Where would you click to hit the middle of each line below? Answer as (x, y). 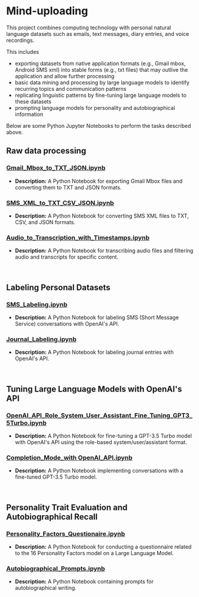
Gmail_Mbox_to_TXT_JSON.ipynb (56, 168)
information (29, 114)
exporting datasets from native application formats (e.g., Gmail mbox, (100, 63)
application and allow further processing (65, 76)
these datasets (33, 101)
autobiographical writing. (45, 588)
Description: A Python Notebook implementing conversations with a (99, 471)
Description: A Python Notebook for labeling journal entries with (94, 352)
